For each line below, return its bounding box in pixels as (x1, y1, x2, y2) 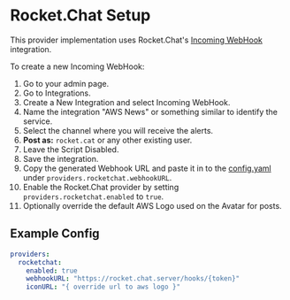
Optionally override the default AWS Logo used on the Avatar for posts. (22, 200, 282, 211)
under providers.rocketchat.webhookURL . (22, 172, 172, 182)
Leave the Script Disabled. (22, 143, 119, 155)
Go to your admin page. (22, 78, 110, 88)
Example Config (10, 227, 100, 242)
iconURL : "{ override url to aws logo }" (26, 282, 180, 292)
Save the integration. (22, 153, 99, 164)
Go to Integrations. (22, 88, 91, 98)
